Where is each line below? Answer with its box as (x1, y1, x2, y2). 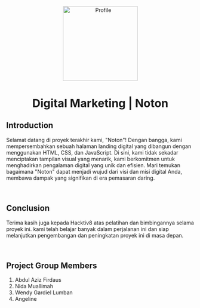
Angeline (14, 295, 37, 303)
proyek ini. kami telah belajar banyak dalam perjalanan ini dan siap (6, 225, 169, 232)
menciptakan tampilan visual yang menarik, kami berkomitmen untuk (6, 155, 175, 162)
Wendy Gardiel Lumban (14, 289, 73, 296)
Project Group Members (6, 261, 97, 271)
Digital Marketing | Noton (32, 96, 169, 110)
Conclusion (6, 203, 50, 214)
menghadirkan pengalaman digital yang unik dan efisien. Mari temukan (6, 161, 181, 169)
